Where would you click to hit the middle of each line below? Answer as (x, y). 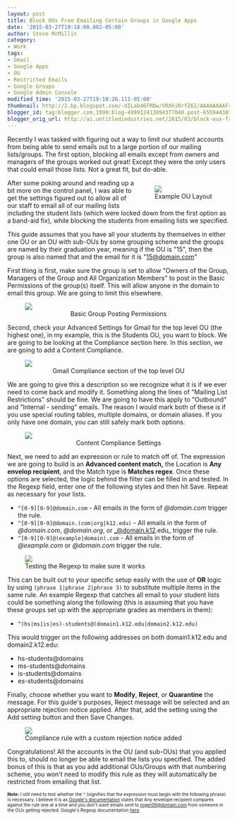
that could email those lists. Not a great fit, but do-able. (87, 169)
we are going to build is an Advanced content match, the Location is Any (115, 464)
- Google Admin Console (42, 93)
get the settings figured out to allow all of (67, 198)
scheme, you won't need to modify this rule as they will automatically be (112, 774)
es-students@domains (50, 681)
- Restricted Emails (38, 80)
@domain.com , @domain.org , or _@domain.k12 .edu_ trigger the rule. (118, 530)
